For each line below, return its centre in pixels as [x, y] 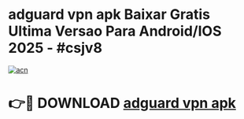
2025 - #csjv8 [55, 48]
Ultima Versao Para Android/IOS [115, 31]
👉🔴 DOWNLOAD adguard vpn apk [122, 103]
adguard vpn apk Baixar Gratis [109, 15]
